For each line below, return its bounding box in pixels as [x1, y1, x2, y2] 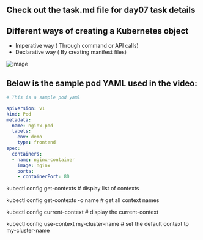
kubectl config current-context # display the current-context [6, 208, 159, 216]
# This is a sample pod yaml [6, 94, 81, 100]
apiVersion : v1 [6, 105, 45, 111]
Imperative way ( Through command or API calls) [15, 42, 139, 50]
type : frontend [17, 140, 56, 146]
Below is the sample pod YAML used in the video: [6, 78, 197, 88]
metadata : [6, 116, 32, 123]
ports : [17, 168, 34, 174]
